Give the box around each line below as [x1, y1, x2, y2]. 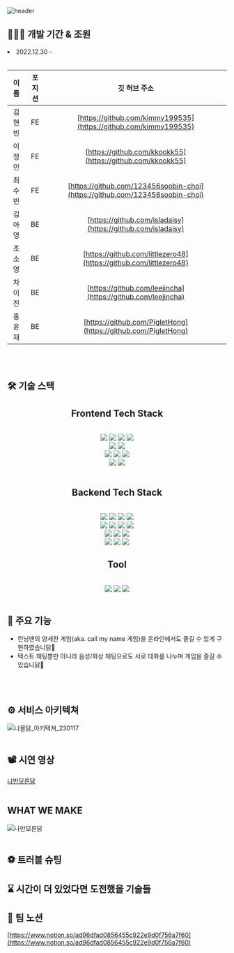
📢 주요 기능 [7, 615, 52, 627]
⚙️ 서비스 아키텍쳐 [7, 704, 79, 716]
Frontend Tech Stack [70, 407, 164, 419]
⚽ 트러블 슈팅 [7, 854, 62, 866]
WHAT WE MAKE [7, 805, 83, 817]
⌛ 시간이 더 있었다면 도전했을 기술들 [7, 883, 151, 895]
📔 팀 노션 [7, 912, 43, 924]
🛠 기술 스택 [7, 381, 54, 392]
